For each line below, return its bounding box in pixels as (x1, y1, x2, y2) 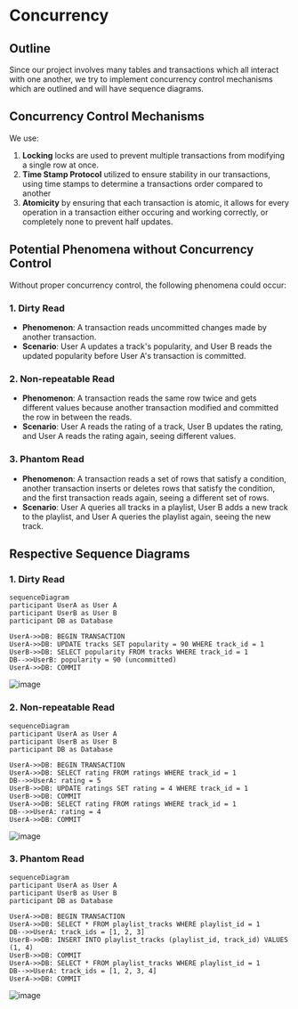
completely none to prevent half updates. (21, 216, 173, 227)
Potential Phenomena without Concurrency (9, 242, 254, 257)
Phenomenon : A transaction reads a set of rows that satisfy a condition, (21, 473, 287, 484)
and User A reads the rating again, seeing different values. (21, 431, 237, 442)
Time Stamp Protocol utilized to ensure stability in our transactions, (21, 168, 271, 179)
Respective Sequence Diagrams (9, 546, 190, 561)
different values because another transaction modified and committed (21, 403, 278, 413)
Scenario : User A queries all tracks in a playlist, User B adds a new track (21, 501, 288, 512)
